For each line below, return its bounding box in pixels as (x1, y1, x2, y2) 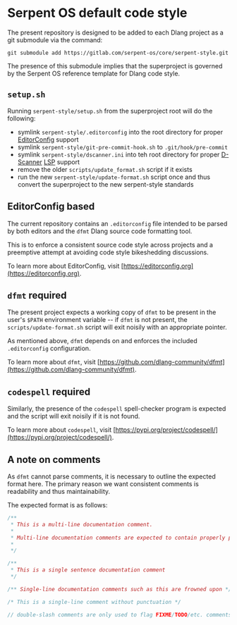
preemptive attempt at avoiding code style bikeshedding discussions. (7, 248, 209, 256)
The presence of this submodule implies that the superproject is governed (7, 61, 223, 70)
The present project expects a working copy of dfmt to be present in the (7, 308, 217, 316)
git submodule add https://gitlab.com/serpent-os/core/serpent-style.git (7, 49, 229, 56)
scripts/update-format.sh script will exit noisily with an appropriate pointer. (7, 323, 227, 332)
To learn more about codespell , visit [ (7, 426, 116, 434)
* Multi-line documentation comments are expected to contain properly (10, 534, 226, 541)
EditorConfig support (17, 135, 79, 144)
